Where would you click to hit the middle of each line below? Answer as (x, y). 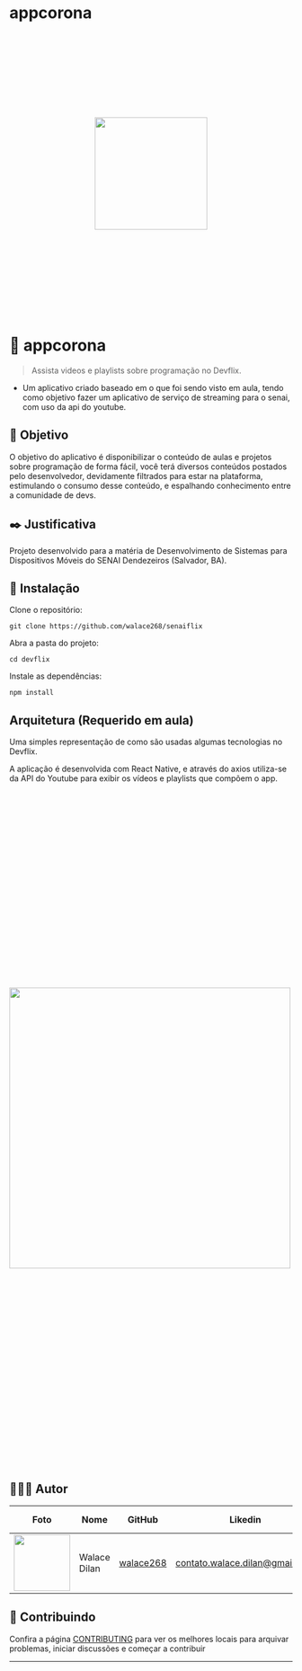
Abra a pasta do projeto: (54, 643)
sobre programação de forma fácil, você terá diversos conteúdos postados (148, 467)
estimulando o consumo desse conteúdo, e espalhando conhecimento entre (150, 485)
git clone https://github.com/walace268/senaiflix (106, 627)
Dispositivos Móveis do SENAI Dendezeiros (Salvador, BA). (118, 560)
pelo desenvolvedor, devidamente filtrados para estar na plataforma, (136, 476)
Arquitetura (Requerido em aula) (102, 720)
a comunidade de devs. (53, 495)
